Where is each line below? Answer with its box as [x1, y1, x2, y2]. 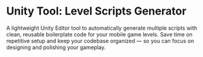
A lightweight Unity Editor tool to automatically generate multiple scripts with [6, 24, 198, 32]
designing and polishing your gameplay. [6, 44, 106, 51]
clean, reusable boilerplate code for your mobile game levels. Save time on [6, 30, 193, 38]
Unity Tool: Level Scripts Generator [6, 4, 187, 18]
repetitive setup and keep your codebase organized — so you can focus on [6, 37, 195, 44]
